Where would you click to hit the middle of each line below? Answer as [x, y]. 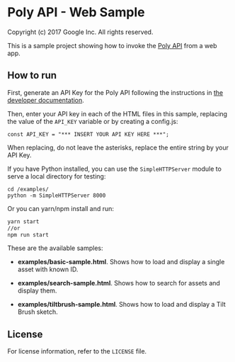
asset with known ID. [48, 269]
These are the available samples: [56, 248]
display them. [37, 290]
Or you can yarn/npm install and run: [61, 208]
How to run [32, 75]
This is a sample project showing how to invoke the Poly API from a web [112, 45]
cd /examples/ [28, 189]
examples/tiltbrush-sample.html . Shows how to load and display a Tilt [122, 305]
